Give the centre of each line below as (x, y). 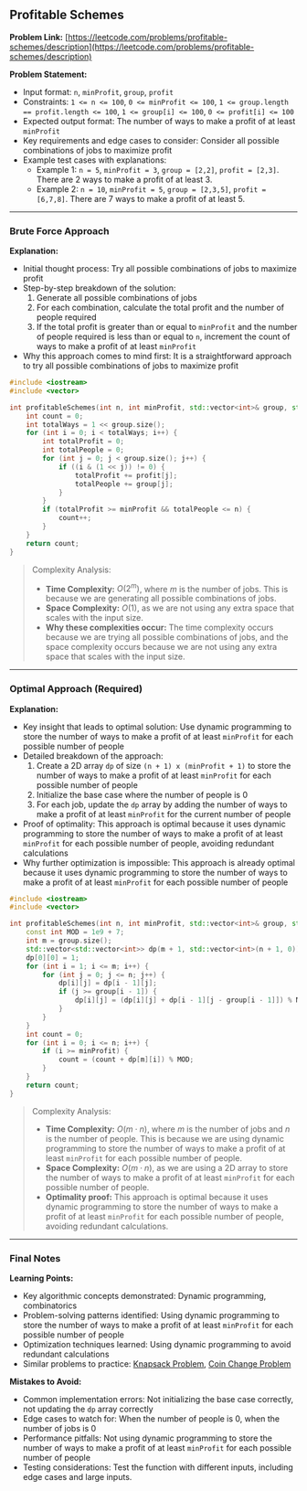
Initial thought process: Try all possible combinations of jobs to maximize (159, 269)
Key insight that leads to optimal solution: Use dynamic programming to (157, 727)
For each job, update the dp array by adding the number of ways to (162, 804)
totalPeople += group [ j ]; (124, 484)
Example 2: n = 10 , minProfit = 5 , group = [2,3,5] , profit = (151, 189)
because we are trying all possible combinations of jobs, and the (167, 637)
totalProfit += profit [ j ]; (126, 475)
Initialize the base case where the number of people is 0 (142, 794)
